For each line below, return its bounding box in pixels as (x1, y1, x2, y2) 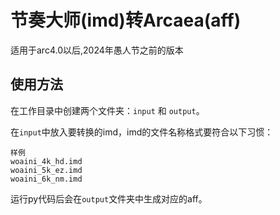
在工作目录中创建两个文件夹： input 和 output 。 (10, 104, 205, 116)
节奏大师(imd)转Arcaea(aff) (10, 9, 242, 32)
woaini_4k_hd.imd (10, 156, 83, 166)
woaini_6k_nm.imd (10, 174, 83, 184)
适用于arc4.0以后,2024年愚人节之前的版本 (10, 44, 184, 56)
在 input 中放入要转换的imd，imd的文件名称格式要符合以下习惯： (10, 126, 274, 138)
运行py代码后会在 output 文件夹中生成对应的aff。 (10, 192, 208, 205)
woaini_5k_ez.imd (10, 165, 83, 175)
